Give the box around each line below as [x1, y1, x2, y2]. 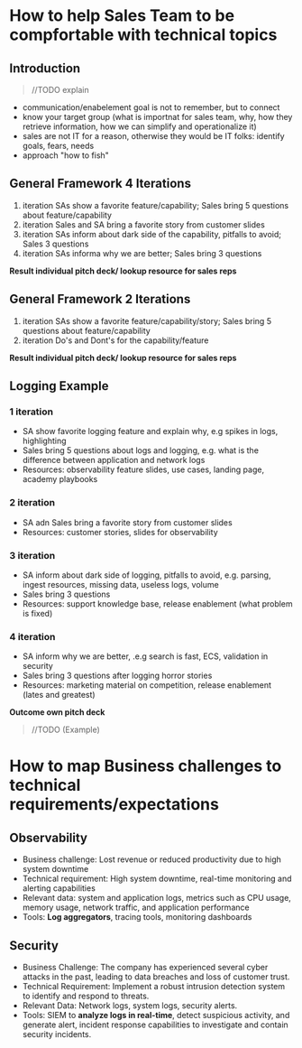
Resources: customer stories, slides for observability [22, 526, 218, 537]
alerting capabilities [22, 883, 96, 894]
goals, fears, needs [22, 141, 95, 151]
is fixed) [22, 607, 53, 618]
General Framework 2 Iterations [9, 292, 191, 307]
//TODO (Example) [31, 724, 101, 736]
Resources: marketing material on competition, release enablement [22, 680, 272, 691]
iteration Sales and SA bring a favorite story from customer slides [22, 218, 266, 230]
